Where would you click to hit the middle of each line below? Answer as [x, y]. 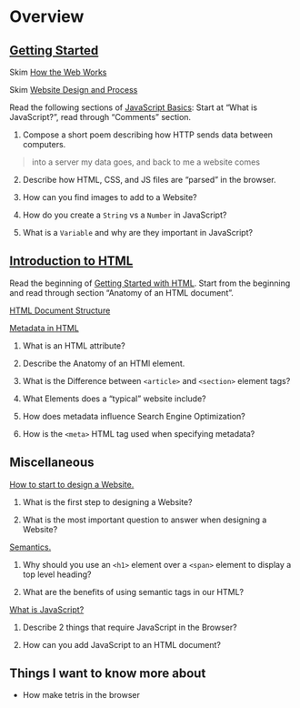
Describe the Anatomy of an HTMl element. [104, 363]
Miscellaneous [52, 463]
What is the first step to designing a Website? [107, 501]
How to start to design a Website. [72, 484]
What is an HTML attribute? [74, 345]
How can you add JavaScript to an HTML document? [121, 644]
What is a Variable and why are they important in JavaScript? [137, 233]
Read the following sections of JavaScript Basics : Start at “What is [133, 107]
